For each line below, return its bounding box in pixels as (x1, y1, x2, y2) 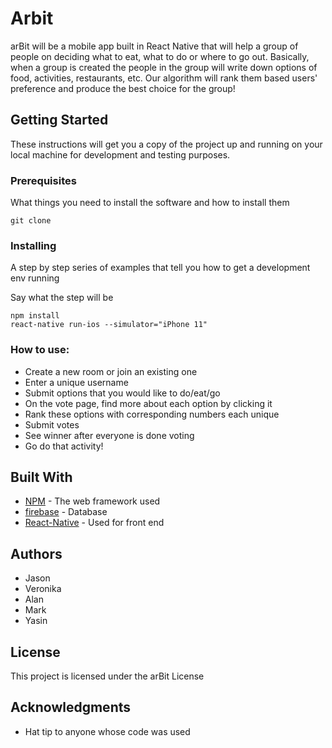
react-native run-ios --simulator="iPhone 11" (10, 320, 208, 330)
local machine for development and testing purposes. (10, 148, 231, 161)
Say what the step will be (10, 292, 114, 304)
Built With (10, 469, 73, 486)
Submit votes (24, 418, 80, 431)
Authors (10, 545, 63, 562)
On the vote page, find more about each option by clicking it (24, 397, 273, 409)
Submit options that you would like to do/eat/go (24, 387, 221, 399)
